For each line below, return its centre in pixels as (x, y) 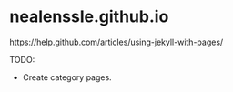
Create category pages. (67, 77)
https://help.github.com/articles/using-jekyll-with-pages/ (116, 42)
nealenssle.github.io (89, 17)
